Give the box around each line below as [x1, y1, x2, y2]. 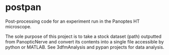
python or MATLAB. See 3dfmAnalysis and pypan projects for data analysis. [5, 44, 164, 50]
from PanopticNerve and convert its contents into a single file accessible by [5, 38, 164, 44]
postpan [5, 2, 42, 13]
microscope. [5, 23, 32, 29]
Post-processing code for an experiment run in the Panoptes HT [5, 18, 140, 24]
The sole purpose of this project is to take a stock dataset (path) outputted [5, 33, 162, 39]
